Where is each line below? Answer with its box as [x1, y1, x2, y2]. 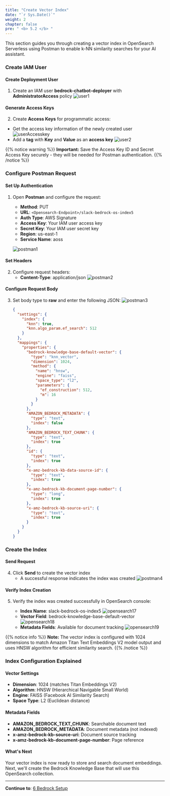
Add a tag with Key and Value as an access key [12, 137, 113, 143]
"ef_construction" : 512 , [39, 387, 93, 392]
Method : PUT [20, 204, 49, 210]
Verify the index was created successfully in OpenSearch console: [12, 598, 151, 604]
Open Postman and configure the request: [12, 194, 101, 200]
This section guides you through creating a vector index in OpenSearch [5, 40, 154, 46]
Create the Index [5, 546, 47, 553]
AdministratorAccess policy [12, 93, 72, 99]
